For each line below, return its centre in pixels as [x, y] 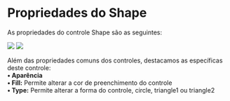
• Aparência [25, 75]
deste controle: [29, 67]
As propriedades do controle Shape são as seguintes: [85, 32]
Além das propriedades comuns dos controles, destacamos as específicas [115, 60]
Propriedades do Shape [77, 13]
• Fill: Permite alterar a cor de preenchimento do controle [90, 83]
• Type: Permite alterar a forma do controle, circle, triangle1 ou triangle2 [111, 90]
